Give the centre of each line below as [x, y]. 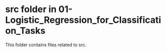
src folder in [31, 9]
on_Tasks [25, 31]
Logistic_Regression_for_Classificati [83, 20]
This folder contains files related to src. [46, 44]
